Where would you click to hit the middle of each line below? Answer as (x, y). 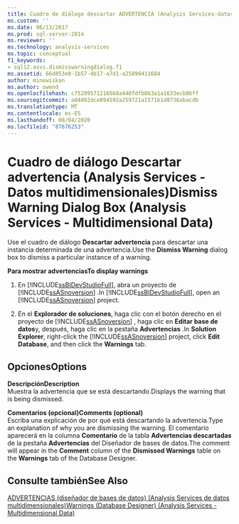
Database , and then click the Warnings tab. (82, 344)
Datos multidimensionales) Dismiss (113, 192)
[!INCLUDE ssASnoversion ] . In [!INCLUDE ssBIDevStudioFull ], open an (119, 292)
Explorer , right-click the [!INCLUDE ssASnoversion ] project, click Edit (119, 337)
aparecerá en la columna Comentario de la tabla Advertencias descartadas (119, 436)
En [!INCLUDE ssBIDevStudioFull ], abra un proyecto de (97, 285)
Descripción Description (43, 384)
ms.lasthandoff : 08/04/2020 (49, 120)
